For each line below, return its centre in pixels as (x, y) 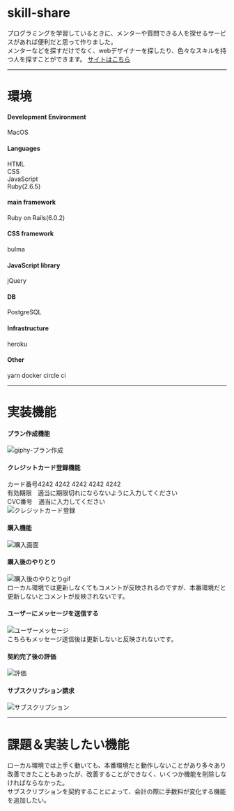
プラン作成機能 (29, 433)
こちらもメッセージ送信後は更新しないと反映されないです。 (92, 639)
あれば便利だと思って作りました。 (68, 42)
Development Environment (47, 117)
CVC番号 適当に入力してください (56, 502)
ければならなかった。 (38, 783)
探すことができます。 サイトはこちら (78, 59)
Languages (24, 148)
